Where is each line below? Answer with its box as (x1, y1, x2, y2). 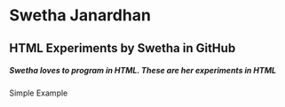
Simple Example (9, 88, 68, 98)
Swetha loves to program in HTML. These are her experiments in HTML (9, 65, 277, 76)
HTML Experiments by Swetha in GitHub (9, 41, 236, 56)
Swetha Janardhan (9, 5, 151, 26)
